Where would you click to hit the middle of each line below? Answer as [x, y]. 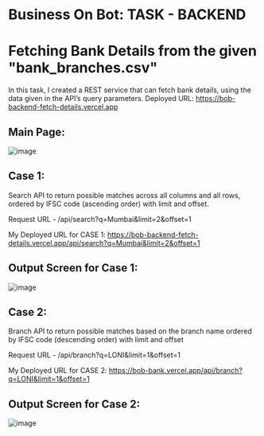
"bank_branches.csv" [83, 68]
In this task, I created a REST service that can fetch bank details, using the [130, 90]
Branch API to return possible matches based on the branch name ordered [130, 331]
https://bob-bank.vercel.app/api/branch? [176, 371]
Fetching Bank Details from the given [132, 51]
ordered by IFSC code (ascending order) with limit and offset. [109, 204]
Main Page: [37, 132]
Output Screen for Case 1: [73, 268]
